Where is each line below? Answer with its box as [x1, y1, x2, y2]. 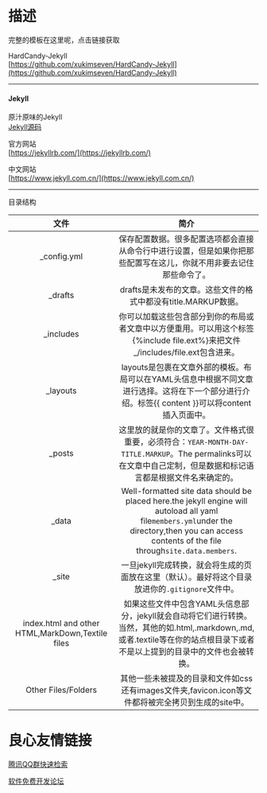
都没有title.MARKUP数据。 [145, 296, 244, 307]
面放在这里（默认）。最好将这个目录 [120, 572, 253, 583]
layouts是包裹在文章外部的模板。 [121, 362, 244, 373]
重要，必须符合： [124, 437, 188, 448]
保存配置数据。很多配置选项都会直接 [118, 234, 254, 245]
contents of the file [151, 535, 222, 546]
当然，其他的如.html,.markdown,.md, [118, 622, 255, 633]
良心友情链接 [8, 732, 93, 750]
